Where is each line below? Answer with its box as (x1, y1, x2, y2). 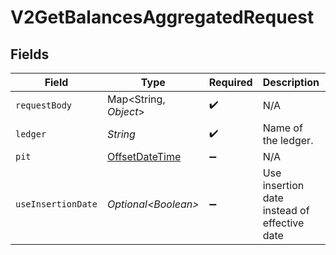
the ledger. (262, 134, 314, 147)
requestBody (15, 100, 73, 111)
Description (262, 76, 320, 89)
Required (208, 76, 253, 89)
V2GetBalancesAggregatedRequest (10, 6, 315, 29)
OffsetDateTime (106, 150, 182, 163)
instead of (262, 204, 310, 217)
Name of (262, 121, 303, 135)
